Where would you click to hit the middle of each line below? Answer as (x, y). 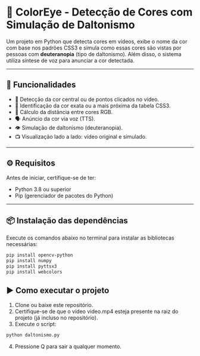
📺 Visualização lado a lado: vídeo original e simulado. (81, 136)
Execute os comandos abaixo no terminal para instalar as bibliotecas (90, 238)
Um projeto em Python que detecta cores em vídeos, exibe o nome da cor (97, 41)
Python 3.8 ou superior (43, 189)
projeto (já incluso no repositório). (56, 317)
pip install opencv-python (40, 255)
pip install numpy (29, 261)
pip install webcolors (34, 272)
